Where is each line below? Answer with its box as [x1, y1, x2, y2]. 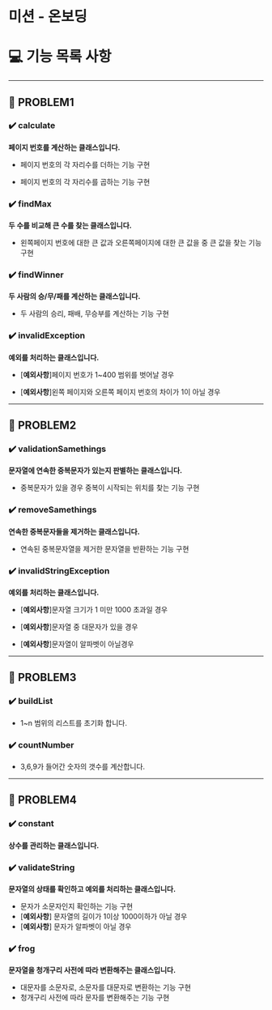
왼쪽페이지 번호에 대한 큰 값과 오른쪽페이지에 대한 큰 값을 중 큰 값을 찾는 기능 [19, 238, 262, 248]
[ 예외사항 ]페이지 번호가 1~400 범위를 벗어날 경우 [19, 369, 175, 379]
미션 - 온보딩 [8, 7, 87, 26]
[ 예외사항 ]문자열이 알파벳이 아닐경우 [19, 639, 134, 649]
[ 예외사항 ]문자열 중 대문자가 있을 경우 [19, 621, 138, 632]
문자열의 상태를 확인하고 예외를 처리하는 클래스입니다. [8, 884, 176, 893]
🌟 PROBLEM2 [8, 419, 77, 433]
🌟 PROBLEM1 [8, 95, 74, 109]
